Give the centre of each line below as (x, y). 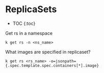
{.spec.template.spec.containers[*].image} (52, 65)
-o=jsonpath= (62, 61)
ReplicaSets (31, 9)
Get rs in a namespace (29, 33)
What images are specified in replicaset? (48, 52)
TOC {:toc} (24, 23)
